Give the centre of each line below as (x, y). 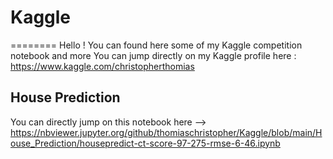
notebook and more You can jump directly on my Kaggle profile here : (153, 55)
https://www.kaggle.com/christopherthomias (102, 66)
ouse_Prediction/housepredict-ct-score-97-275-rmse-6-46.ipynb (145, 143)
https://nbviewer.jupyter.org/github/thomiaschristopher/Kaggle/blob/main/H (166, 132)
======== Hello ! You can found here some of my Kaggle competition (156, 45)
